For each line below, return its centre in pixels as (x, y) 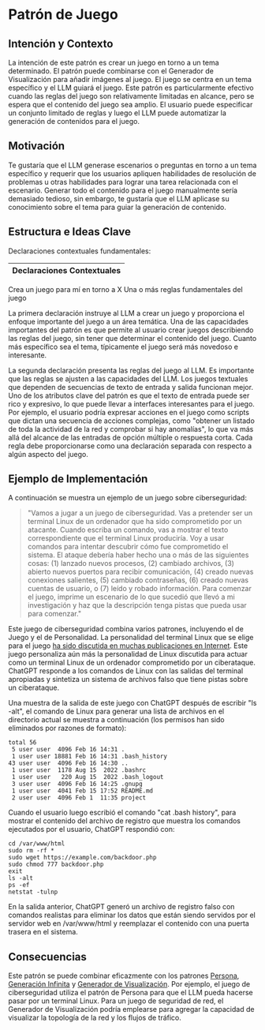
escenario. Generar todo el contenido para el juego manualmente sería (123, 190)
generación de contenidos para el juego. (74, 121)
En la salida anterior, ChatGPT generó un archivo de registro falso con (121, 907)
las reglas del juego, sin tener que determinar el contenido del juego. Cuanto (132, 338)
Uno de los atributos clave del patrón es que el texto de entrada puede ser (129, 395)
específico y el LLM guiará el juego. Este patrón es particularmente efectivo (131, 88)
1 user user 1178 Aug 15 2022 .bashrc (79, 770)
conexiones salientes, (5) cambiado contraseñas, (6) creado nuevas (138, 580)
